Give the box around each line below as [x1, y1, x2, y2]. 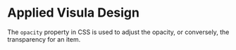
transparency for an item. [7, 35, 81, 43]
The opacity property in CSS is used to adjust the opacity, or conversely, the [7, 28, 230, 36]
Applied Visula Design [7, 5, 139, 21]
